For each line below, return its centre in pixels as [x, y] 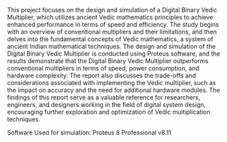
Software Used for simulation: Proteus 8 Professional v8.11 [89, 132]
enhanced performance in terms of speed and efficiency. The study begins [113, 24]
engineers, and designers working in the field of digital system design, [106, 105]
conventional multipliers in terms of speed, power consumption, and [103, 68]
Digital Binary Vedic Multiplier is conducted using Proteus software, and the [114, 54]
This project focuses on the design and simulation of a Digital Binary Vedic [112, 10]
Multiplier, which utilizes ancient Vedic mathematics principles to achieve [110, 17]
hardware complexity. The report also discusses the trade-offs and [102, 75]
